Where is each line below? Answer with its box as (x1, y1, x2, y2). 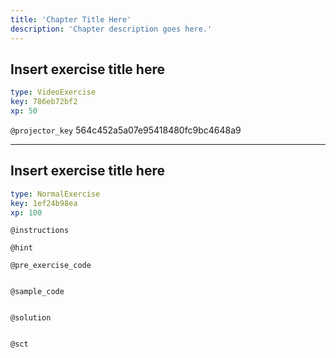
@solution (10, 313, 52, 323)
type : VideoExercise (10, 87, 97, 98)
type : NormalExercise (10, 189, 101, 199)
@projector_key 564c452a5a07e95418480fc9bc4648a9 (10, 124, 242, 136)
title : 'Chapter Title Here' (10, 14, 132, 25)
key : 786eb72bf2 (10, 97, 78, 107)
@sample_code (10, 287, 65, 297)
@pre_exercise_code (10, 261, 92, 271)
